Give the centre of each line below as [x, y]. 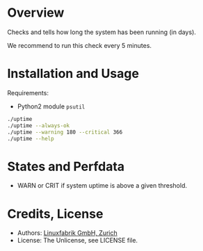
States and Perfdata [66, 167]
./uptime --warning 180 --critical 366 [65, 132]
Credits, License [55, 214]
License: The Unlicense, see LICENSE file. [77, 241]
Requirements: [28, 92]
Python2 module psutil [51, 106]
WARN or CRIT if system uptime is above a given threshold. [102, 186]
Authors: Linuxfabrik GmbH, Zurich [67, 233]
